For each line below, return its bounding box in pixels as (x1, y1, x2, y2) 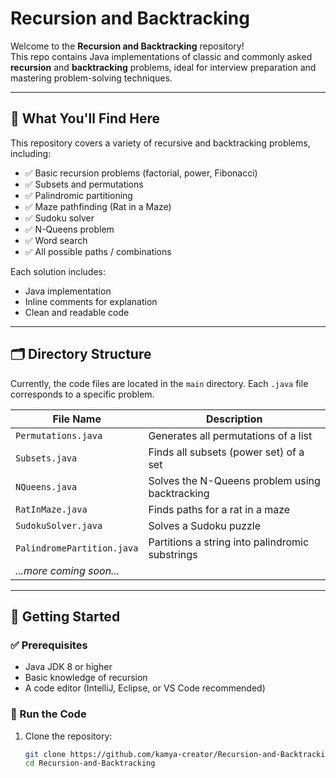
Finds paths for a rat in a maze (148, 502, 291, 516)
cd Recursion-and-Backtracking (24, 758, 156, 769)
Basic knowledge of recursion (24, 672, 148, 684)
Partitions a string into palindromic (148, 535, 310, 549)
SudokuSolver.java (15, 520, 103, 531)
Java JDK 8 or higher (24, 661, 113, 673)
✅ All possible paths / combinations (24, 245, 172, 257)
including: (10, 147, 52, 159)
